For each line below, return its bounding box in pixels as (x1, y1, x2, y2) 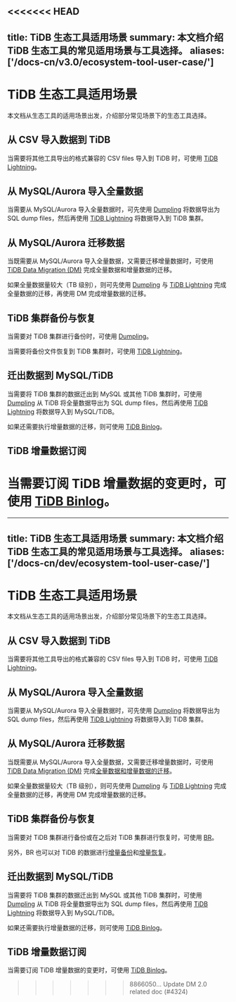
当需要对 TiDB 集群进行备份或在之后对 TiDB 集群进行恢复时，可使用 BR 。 (7, 833, 218, 841)
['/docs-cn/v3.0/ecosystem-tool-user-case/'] (7, 56, 214, 68)
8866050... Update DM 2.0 (129, 980, 207, 989)
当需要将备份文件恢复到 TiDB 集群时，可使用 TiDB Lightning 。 (7, 347, 186, 355)
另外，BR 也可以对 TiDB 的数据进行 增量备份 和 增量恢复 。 (7, 848, 170, 856)
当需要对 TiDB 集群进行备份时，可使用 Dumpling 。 (7, 331, 153, 341)
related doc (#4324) (129, 987, 188, 996)
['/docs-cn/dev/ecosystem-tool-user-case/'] (7, 557, 210, 569)
